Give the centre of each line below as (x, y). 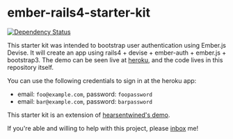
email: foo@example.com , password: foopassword (85, 94)
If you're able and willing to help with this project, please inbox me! (103, 128)
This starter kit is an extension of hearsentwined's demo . (89, 115)
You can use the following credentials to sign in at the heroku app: (102, 80)
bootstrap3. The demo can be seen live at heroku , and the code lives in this (115, 59)
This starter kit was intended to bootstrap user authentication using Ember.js (116, 45)
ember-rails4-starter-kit (79, 13)
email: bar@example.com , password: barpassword (85, 101)
